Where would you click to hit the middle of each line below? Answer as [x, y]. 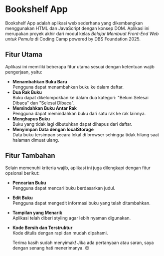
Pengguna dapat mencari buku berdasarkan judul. [64, 188]
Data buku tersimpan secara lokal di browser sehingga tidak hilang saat [86, 134]
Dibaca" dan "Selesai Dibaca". [43, 103]
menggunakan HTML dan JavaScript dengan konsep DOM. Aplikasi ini [77, 28]
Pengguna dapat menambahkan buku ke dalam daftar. [68, 87]
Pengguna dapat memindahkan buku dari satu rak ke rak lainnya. [79, 113]
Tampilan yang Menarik [37, 213]
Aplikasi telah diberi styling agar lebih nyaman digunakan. [72, 218]
